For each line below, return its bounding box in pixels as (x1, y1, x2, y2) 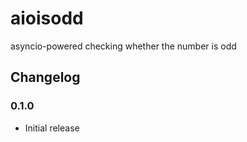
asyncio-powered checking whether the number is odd (10, 40, 237, 52)
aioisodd (10, 7, 84, 30)
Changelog (10, 69, 81, 86)
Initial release (24, 122, 80, 134)
